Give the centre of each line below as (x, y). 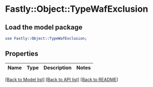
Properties (22, 54)
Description (57, 67)
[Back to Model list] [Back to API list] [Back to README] (62, 79)
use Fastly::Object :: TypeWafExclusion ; (46, 38)
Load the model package (44, 27)
